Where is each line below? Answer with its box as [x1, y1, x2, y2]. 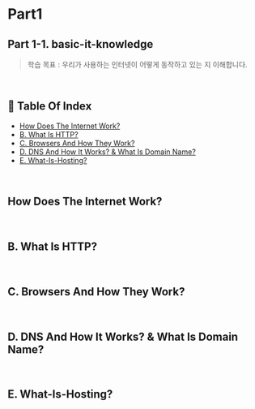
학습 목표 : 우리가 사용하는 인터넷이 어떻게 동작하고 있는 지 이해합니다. [27, 60, 248, 69]
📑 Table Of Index [7, 99, 92, 114]
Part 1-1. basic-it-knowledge [7, 37, 154, 51]
